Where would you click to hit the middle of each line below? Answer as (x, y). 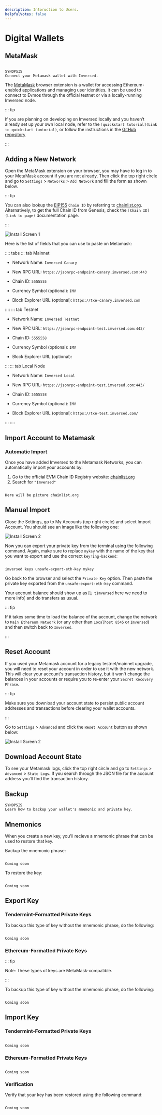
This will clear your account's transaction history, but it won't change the (78, 674)
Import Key (22, 1018)
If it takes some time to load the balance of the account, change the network (81, 617)
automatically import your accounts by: (44, 467)
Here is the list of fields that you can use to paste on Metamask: (68, 244)
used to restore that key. (29, 841)
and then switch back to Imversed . (39, 627)
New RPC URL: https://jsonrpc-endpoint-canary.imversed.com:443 (79, 272)
